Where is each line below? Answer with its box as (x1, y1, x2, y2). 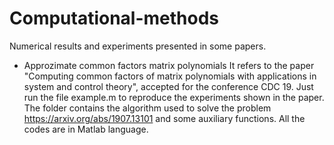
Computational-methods (9, 7, 220, 30)
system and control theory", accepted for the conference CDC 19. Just (23, 80, 314, 92)
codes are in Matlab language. (23, 123, 149, 135)
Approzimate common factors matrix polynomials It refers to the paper (23, 59, 315, 71)
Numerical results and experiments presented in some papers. (9, 40, 267, 52)
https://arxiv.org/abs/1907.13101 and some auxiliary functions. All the (23, 112, 306, 124)
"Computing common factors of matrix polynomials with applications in (23, 70, 317, 82)
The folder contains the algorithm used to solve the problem (23, 102, 272, 114)
